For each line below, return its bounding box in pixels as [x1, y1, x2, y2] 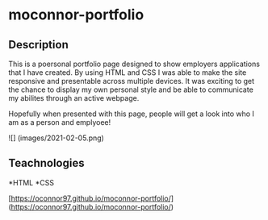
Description [8, 38, 69, 52]
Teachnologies [8, 156, 85, 170]
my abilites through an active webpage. [8, 93, 140, 102]
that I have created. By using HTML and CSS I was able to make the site [8, 68, 247, 77]
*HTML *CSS [8, 177, 55, 187]
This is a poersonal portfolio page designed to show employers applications [8, 59, 261, 68]
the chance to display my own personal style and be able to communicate [8, 85, 254, 94]
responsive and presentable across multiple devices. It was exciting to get [8, 77, 255, 85]
